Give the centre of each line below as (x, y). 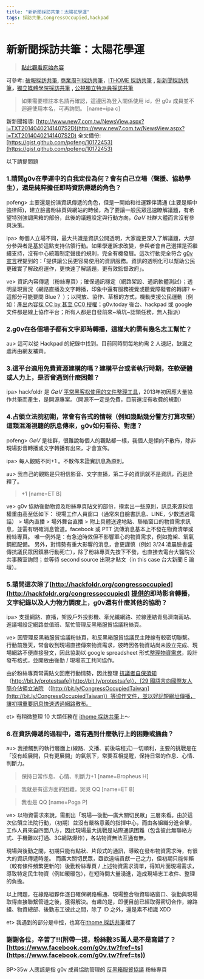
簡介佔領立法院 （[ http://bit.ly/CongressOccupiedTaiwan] (78, 688)
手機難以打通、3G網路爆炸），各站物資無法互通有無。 (83, 838)
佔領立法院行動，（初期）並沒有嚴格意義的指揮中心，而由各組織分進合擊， (103, 823)
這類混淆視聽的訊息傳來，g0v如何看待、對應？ (74, 426)
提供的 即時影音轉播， (162, 593)
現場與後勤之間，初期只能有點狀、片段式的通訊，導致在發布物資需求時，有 (99, 851)
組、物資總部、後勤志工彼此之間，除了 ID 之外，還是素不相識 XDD (89, 910)
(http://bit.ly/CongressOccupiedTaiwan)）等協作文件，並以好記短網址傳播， (101, 696)
